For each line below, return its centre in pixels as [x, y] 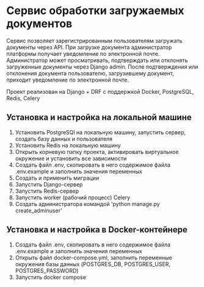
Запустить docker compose [51, 277]
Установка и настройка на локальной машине [99, 117]
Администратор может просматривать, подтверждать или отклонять [97, 60]
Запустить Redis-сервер [47, 191]
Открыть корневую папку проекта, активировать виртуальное [97, 151]
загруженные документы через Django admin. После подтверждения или [102, 67]
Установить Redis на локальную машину [68, 145]
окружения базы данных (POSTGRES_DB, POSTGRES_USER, [93, 264]
